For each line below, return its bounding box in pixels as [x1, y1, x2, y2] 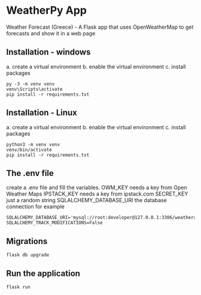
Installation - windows [6, 47, 91, 57]
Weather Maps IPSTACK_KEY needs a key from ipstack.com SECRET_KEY [6, 190, 188, 197]
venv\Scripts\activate [6, 86, 63, 92]
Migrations [6, 236, 48, 246]
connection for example [6, 203, 65, 210]
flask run [6, 284, 31, 290]
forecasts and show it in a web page [6, 29, 96, 37]
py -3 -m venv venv [6, 81, 55, 87]
